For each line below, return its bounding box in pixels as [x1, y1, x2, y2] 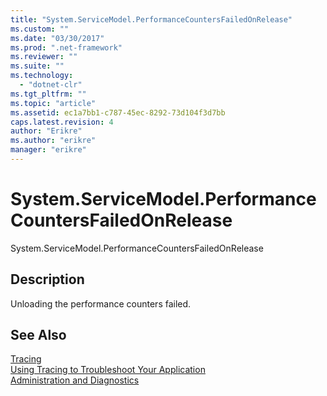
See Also [10, 327, 67, 344]
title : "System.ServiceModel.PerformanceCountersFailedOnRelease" [10, 14, 293, 25]
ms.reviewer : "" [10, 52, 78, 62]
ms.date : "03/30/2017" [10, 33, 105, 43]
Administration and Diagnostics [10, 374, 140, 386]
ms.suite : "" [10, 61, 65, 71]
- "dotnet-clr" [19, 80, 83, 90]
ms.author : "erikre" [10, 136, 97, 146]
